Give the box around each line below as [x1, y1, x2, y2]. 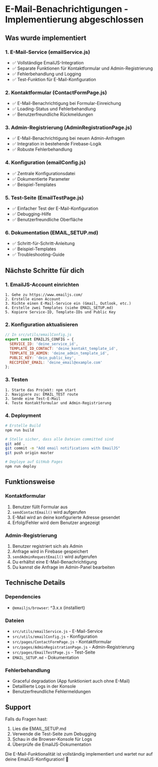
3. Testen [5, 376, 28, 383]
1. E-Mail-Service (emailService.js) [5, 48, 90, 55]
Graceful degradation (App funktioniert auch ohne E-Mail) [12, 678, 130, 684]
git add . [5, 441, 26, 446]
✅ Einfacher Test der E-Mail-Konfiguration [12, 205, 99, 211]
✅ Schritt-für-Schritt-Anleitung [12, 240, 75, 246]
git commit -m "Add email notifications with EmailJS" [5, 446, 120, 451]
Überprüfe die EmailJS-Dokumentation [12, 741, 91, 748]
